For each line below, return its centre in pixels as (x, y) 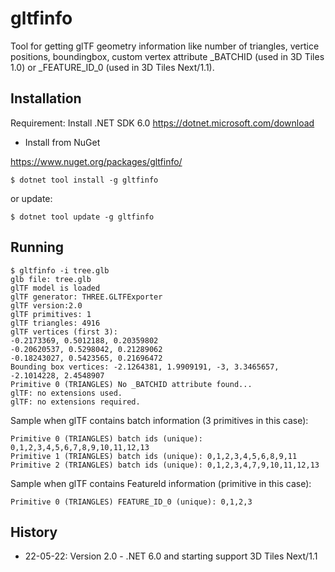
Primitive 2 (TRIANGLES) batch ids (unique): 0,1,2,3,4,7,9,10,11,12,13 (165, 465)
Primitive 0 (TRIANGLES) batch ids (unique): (106, 438)
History (34, 532)
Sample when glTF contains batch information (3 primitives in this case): (159, 420)
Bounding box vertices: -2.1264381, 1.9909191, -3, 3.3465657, (145, 367)
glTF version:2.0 (46, 305)
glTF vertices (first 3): (64, 332)
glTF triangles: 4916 (55, 323)
